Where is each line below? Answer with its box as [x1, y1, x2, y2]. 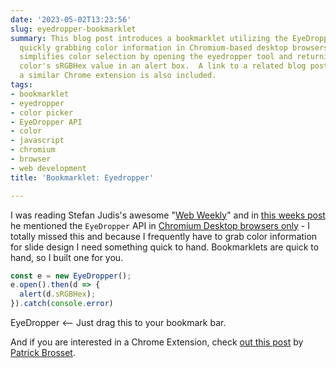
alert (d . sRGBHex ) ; [19, 289, 97, 300]
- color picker [10, 107, 74, 118]
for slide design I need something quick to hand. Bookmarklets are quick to [10, 241, 320, 253]
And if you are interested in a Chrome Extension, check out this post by [10, 336, 304, 348]
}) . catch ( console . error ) [10, 299, 114, 309]
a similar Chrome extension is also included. [19, 71, 217, 81]
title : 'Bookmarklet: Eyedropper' [10, 172, 155, 183]
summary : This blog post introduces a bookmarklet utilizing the [10, 33, 288, 43]
